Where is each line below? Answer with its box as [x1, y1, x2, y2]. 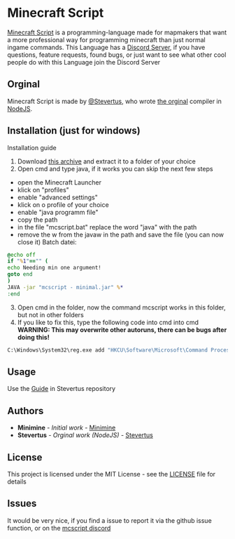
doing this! [17, 333, 50, 341]
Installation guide [7, 143, 57, 152]
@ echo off [7, 251, 36, 258]
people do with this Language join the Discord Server [7, 58, 161, 66]
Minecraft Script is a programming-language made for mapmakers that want [7, 28, 227, 36]
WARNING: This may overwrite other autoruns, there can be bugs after [17, 325, 227, 334]
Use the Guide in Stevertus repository [7, 385, 116, 393]
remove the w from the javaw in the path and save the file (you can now [17, 230, 225, 239]
